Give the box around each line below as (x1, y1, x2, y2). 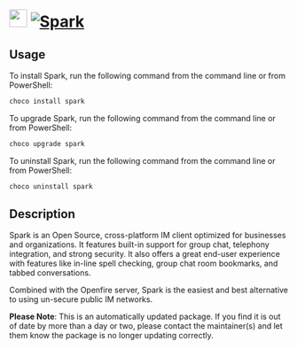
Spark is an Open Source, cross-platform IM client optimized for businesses (9, 230, 286, 241)
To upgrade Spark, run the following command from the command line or (9, 112, 277, 123)
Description (9, 206, 75, 221)
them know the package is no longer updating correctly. (9, 330, 215, 341)
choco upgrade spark (9, 139, 86, 148)
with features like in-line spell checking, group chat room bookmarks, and (9, 258, 278, 269)
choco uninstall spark (9, 182, 93, 190)
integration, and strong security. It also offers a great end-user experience (9, 249, 281, 260)
